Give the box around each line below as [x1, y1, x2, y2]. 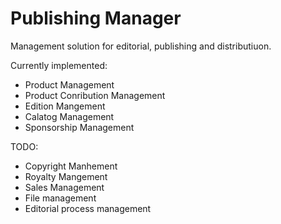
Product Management [24, 78, 115, 91]
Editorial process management [24, 202, 152, 214]
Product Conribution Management [24, 89, 166, 101]
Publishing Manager [10, 7, 182, 30]
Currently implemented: [10, 59, 108, 71]
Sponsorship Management [24, 121, 135, 133]
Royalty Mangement [24, 170, 108, 182]
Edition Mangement [24, 100, 106, 112]
